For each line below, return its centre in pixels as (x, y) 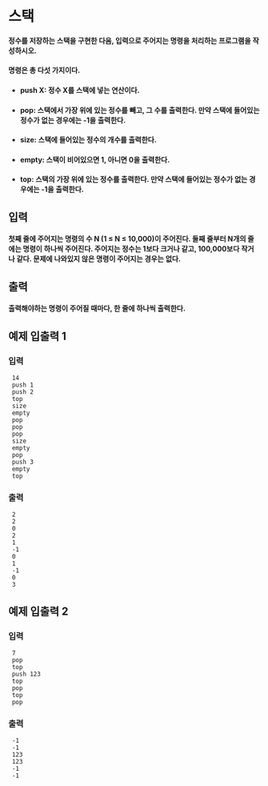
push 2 (23, 392)
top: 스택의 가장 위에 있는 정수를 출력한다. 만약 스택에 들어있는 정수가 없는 (134, 179)
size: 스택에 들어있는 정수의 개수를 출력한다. (88, 140)
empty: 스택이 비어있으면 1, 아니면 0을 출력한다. (95, 159)
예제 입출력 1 (37, 336)
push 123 (26, 674)
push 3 (23, 462)
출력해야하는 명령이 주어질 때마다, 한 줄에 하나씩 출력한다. (97, 308)
